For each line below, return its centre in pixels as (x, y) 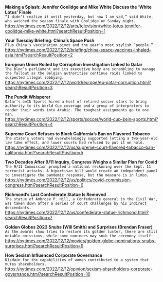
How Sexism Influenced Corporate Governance (54, 255)
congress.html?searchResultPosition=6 (44, 185)
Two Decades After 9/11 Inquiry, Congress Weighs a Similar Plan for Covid (81, 162)
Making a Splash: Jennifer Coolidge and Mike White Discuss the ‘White (78, 7)
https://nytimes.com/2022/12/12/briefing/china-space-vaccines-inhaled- (78, 50)
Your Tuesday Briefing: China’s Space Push (50, 40)
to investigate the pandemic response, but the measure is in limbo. (77, 175)
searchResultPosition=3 (29, 88)
